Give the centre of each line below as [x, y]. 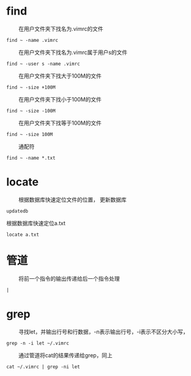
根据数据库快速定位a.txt [36, 223]
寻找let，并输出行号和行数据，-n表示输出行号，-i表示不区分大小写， [103, 332]
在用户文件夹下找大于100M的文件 [60, 76]
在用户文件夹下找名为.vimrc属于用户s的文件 [73, 52]
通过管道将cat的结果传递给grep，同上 [65, 355]
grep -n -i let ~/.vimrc [38, 343]
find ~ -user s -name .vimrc [43, 64]
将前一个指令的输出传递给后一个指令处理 [69, 278]
